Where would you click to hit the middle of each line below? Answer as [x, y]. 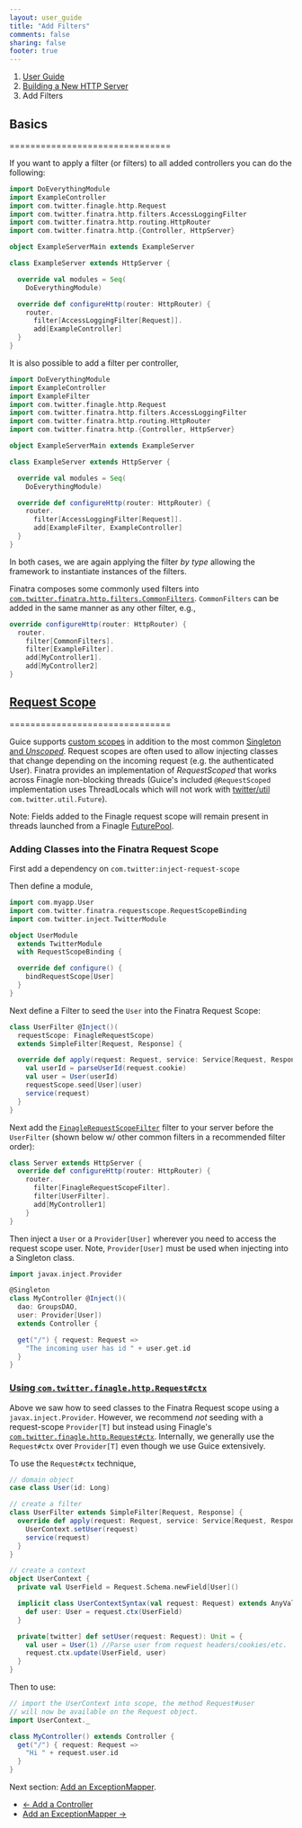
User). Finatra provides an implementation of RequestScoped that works [143, 770]
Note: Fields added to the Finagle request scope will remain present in [139, 816]
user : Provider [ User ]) [60, 1316]
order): [22, 1146]
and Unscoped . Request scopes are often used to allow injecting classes [144, 750]
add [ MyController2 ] [62, 666]
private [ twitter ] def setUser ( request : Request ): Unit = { [130, 1637]
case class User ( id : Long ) [60, 1488]
